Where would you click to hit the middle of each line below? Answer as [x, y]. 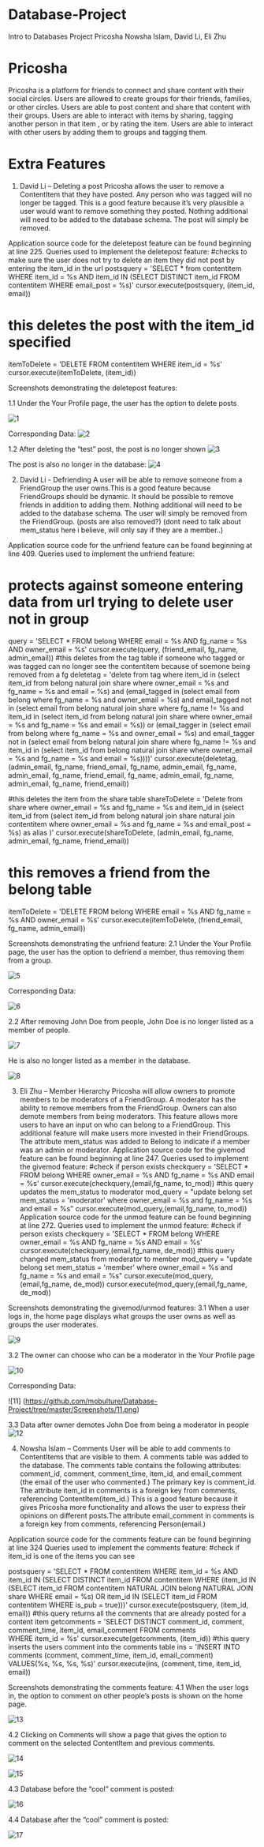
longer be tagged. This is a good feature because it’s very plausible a [132, 202]
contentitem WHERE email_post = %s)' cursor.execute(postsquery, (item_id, [131, 285]
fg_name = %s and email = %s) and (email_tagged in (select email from [124, 691]
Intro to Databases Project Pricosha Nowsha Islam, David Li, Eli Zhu [117, 36]
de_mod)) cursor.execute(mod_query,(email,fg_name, [160, 1284]
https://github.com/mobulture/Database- [91, 1401]
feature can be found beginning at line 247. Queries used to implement [134, 1158]
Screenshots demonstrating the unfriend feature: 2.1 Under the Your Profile [130, 943]
